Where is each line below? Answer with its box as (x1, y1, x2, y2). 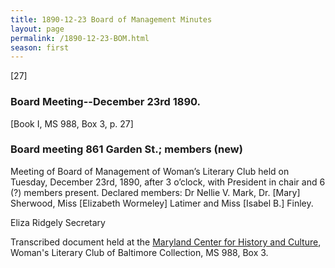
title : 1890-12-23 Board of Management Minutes (10, 14, 213, 25)
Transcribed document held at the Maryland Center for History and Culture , (10, 236, 322, 248)
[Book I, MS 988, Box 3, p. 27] (10, 117, 134, 130)
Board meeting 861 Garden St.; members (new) (10, 142, 243, 156)
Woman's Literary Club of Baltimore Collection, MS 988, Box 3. (10, 246, 269, 258)
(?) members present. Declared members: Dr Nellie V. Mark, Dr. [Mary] (10, 186, 301, 198)
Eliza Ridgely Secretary (10, 216, 106, 228)
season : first (10, 42, 70, 53)
